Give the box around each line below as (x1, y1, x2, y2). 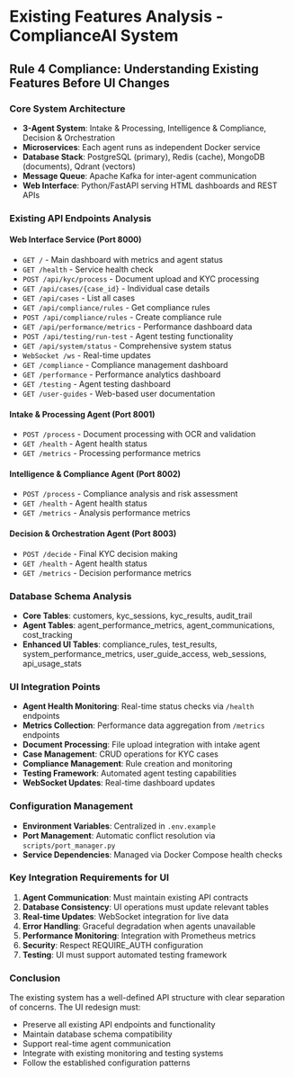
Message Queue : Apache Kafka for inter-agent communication (22, 170, 257, 181)
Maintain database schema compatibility (22, 1028, 173, 1040)
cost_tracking (22, 629, 74, 640)
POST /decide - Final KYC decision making (22, 548, 178, 559)
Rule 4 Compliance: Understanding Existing (9, 61, 259, 76)
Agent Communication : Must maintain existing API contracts (22, 892, 249, 902)
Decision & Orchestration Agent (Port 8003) (9, 528, 177, 539)
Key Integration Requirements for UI (9, 871, 169, 884)
